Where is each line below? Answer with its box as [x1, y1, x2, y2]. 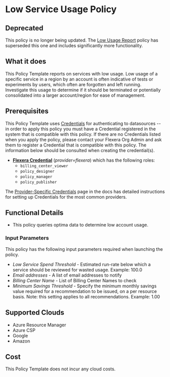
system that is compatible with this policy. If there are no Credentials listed [5, 131, 161, 137]
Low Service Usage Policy [5, 4, 117, 15]
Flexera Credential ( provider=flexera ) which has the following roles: [12, 157, 155, 163]
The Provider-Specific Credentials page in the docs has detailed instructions [5, 188, 165, 195]
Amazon [12, 338, 30, 344]
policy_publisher [20, 179, 57, 184]
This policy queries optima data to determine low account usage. [12, 222, 149, 228]
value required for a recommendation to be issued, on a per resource [12, 288, 157, 294]
